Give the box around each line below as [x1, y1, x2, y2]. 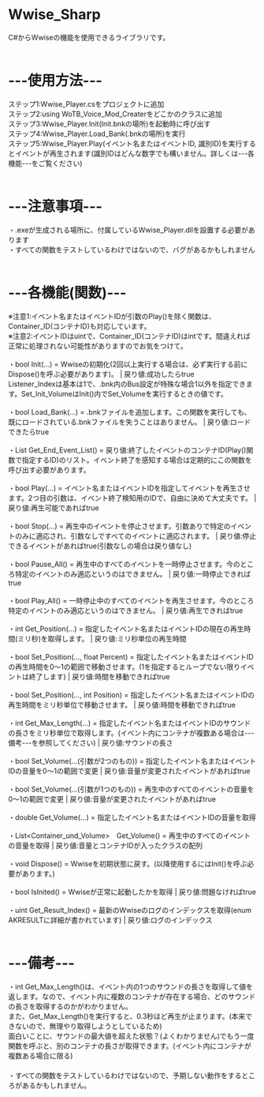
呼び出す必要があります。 [8, 464, 91, 475]
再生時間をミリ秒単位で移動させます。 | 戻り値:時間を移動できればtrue [8, 700, 236, 709]
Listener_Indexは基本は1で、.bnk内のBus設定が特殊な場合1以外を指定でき [8, 379, 247, 389]
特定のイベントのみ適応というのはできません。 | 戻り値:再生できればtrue [8, 606, 244, 615]
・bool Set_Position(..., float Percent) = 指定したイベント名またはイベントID [8, 652, 254, 661]
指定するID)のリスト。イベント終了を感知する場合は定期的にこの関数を [21, 455, 252, 464]
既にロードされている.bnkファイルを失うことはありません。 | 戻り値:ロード [8, 417, 251, 426]
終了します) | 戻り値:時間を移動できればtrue [28, 671, 170, 681]
